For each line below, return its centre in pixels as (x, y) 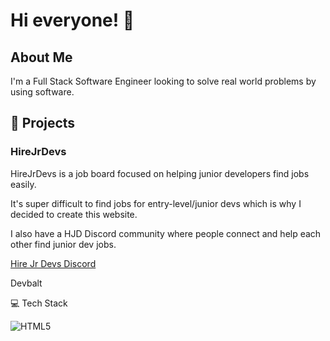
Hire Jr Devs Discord (53, 263)
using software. (42, 92)
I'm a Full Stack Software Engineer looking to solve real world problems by (163, 81)
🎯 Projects (43, 123)
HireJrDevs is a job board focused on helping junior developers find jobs (160, 173)
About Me (41, 57)
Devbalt (26, 283)
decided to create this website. (74, 214)
